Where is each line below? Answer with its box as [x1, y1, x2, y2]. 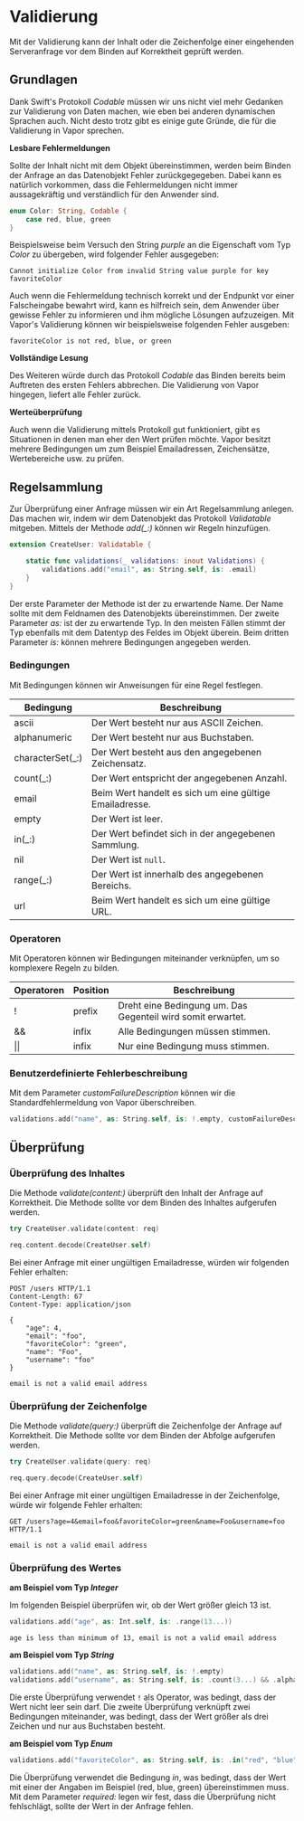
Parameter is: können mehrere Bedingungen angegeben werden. [9, 636, 252, 648]
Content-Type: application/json [9, 1300, 131, 1309]
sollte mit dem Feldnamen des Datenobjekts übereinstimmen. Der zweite [9, 608, 280, 619]
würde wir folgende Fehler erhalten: [9, 1499, 143, 1510]
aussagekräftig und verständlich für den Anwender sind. [9, 188, 220, 200]
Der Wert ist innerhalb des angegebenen [91, 868, 264, 880]
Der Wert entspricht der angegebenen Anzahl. [91, 772, 288, 784]
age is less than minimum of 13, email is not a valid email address [9, 1633, 278, 1643]
